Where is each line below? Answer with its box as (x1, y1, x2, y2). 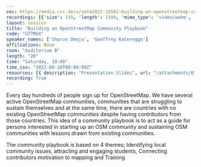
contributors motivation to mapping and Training (6, 154, 126, 161)
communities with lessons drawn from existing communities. (6, 129, 156, 137)
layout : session (6, 20, 47, 26)
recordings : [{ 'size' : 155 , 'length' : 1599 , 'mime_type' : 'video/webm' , (6, 14, 191, 20)
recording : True (6, 75, 47, 81)
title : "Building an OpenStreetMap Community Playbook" (6, 25, 148, 32)
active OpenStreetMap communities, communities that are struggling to (6, 98, 182, 105)
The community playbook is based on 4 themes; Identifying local (6, 141, 166, 149)
